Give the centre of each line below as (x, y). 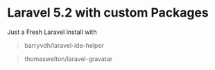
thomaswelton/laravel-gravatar (68, 59)
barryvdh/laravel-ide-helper (64, 45)
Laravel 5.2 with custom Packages (108, 13)
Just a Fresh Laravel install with (52, 32)
